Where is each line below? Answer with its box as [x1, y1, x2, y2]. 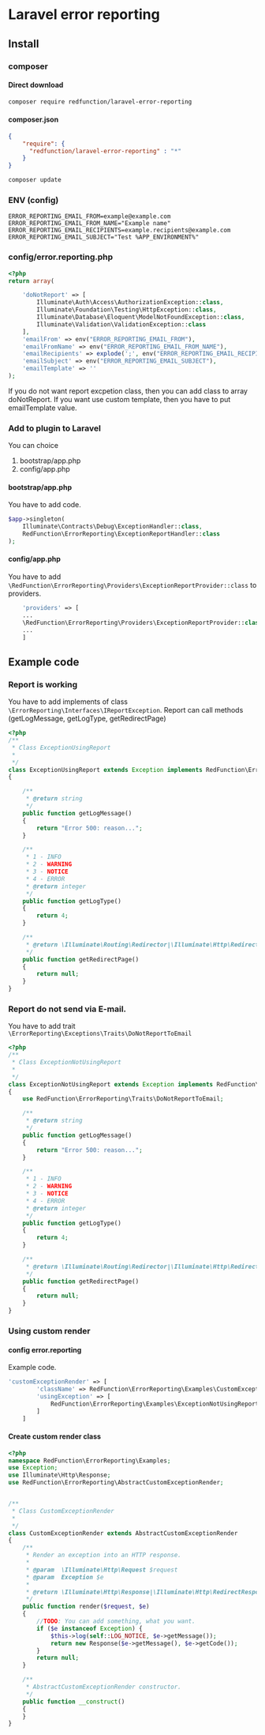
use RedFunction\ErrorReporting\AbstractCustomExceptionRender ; [8, 1479, 224, 1487]
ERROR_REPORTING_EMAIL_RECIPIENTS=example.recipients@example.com [8, 227, 231, 235]
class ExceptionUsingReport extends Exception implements [8, 766, 203, 773]
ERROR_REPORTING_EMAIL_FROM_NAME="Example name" [8, 220, 171, 228]
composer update [8, 176, 62, 184]
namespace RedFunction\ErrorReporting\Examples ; [8, 1456, 171, 1465]
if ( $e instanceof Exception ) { [36, 1624, 144, 1632]
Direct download [8, 81, 64, 90]
